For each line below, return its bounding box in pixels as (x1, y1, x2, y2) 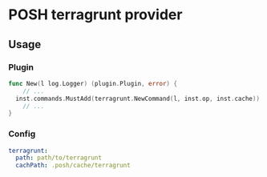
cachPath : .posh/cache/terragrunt (15, 162, 131, 170)
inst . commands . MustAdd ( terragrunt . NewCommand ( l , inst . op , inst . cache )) (15, 95, 261, 103)
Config (8, 128, 36, 139)
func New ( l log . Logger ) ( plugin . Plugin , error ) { (8, 79, 178, 87)
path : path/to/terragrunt (15, 154, 103, 162)
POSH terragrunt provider (8, 6, 183, 24)
